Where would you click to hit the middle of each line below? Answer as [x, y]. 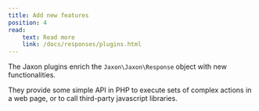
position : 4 [27, 23]
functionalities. [32, 75]
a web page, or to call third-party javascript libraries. [93, 98]
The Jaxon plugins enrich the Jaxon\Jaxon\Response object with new [117, 66]
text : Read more [49, 37]
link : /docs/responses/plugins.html [82, 45]
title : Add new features [49, 15]
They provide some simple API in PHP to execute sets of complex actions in [130, 90]
